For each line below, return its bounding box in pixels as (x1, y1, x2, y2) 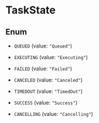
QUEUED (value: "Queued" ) (13, 42, 73, 49)
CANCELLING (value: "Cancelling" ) (13, 111, 93, 117)
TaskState (5, 4, 56, 17)
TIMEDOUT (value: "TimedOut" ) (13, 88, 83, 94)
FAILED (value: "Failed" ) (13, 65, 73, 72)
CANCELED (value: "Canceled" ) (13, 77, 83, 83)
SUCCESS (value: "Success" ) (13, 99, 77, 106)
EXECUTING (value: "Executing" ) (13, 54, 88, 60)
